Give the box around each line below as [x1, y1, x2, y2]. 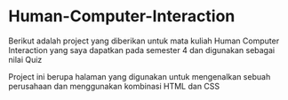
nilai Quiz [8, 54, 43, 65]
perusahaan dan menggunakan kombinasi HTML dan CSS [8, 81, 220, 91]
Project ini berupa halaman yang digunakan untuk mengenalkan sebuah [8, 71, 271, 81]
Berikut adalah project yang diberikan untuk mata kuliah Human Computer [8, 35, 280, 46]
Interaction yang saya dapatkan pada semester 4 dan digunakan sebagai [8, 44, 276, 55]
